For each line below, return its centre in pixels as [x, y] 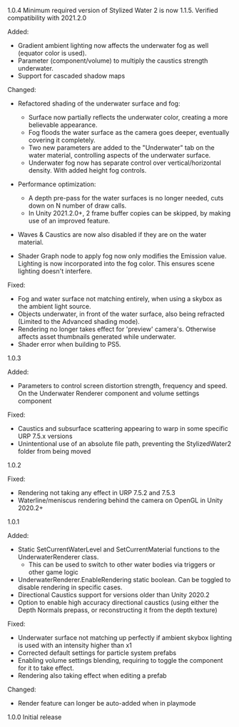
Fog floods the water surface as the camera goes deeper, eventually [129, 132]
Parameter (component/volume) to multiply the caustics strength [113, 61]
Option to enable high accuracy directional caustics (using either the [118, 603]
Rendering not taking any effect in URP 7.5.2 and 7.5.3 [97, 493]
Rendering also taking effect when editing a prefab [92, 676]
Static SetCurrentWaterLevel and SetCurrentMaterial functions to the [118, 549]
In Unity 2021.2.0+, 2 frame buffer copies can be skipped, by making [129, 213]
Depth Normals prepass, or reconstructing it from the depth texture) [117, 610]
